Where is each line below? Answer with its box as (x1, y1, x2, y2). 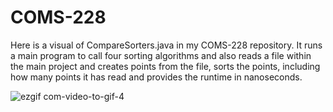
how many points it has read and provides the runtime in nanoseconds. (10, 71, 303, 83)
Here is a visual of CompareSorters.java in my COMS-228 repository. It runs (10, 39, 323, 51)
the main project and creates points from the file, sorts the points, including (10, 60, 321, 72)
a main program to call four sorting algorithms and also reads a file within (10, 49, 312, 61)
